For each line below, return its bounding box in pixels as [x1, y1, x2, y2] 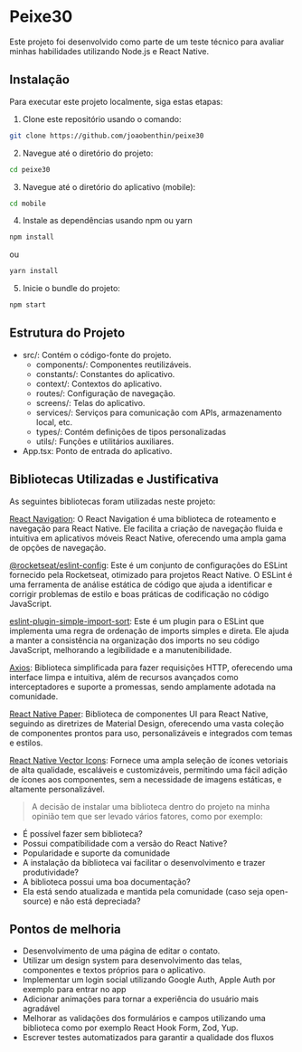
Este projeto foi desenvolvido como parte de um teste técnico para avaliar [9, 36, 285, 47]
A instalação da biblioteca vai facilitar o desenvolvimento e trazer [22, 857, 266, 867]
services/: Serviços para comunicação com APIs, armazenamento [35, 407, 282, 418]
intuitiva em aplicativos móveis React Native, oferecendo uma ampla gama [9, 532, 287, 544]
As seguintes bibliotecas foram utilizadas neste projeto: [9, 496, 216, 507]
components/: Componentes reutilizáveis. [35, 359, 192, 370]
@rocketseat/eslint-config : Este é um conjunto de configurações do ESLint [9, 559, 288, 571]
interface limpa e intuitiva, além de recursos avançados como [9, 671, 239, 682]
